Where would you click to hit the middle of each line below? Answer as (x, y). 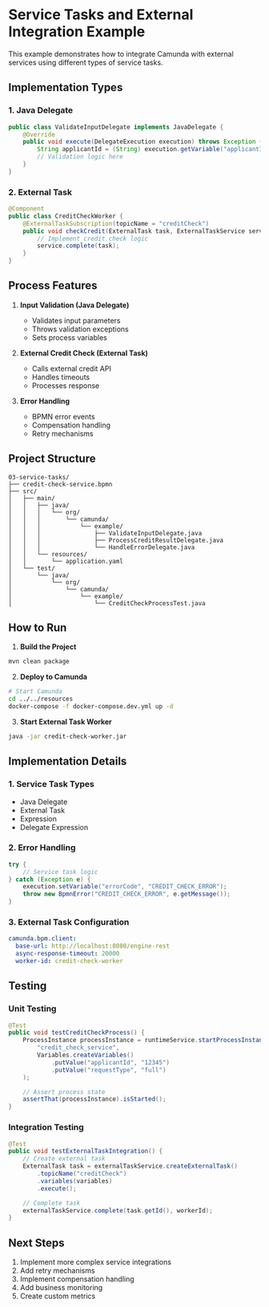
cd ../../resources (41, 699)
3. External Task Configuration (69, 922)
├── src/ (23, 491)
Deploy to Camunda (54, 677)
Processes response (66, 385)
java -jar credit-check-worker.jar (68, 736)
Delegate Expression (54, 827)
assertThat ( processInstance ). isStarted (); (94, 1099)
